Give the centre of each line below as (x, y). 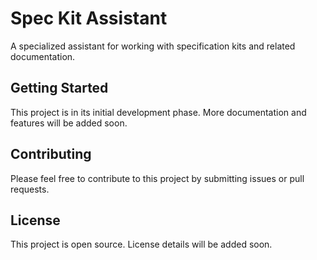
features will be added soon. (69, 123)
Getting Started (59, 88)
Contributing (51, 154)
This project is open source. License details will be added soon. (141, 244)
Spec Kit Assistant (89, 18)
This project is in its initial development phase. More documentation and (158, 112)
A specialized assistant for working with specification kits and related (153, 46)
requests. (30, 189)
